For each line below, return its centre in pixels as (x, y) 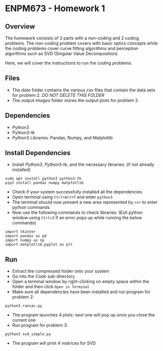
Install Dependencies (38, 153)
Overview (20, 26)
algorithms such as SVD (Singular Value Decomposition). (62, 53)
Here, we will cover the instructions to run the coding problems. (69, 63)
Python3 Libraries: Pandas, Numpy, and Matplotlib (62, 138)
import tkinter (20, 232)
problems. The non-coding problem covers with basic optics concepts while (81, 43)
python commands (31, 208)
